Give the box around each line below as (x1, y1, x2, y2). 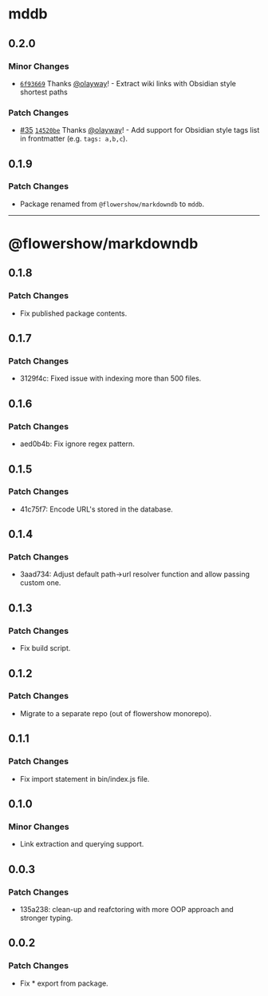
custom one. (19, 578, 61, 588)
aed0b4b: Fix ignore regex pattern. (19, 439, 136, 448)
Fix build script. (19, 643, 71, 653)
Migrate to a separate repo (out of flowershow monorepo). (19, 708, 212, 718)
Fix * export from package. (19, 978, 109, 988)
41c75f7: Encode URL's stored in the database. (19, 504, 173, 514)
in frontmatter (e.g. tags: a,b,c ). (19, 133, 128, 144)
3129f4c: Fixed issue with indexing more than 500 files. (19, 373, 202, 384)
